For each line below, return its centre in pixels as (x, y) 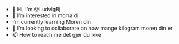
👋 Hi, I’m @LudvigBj (36, 9)
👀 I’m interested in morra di (45, 15)
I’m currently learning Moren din (51, 22)
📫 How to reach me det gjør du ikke (57, 35)
